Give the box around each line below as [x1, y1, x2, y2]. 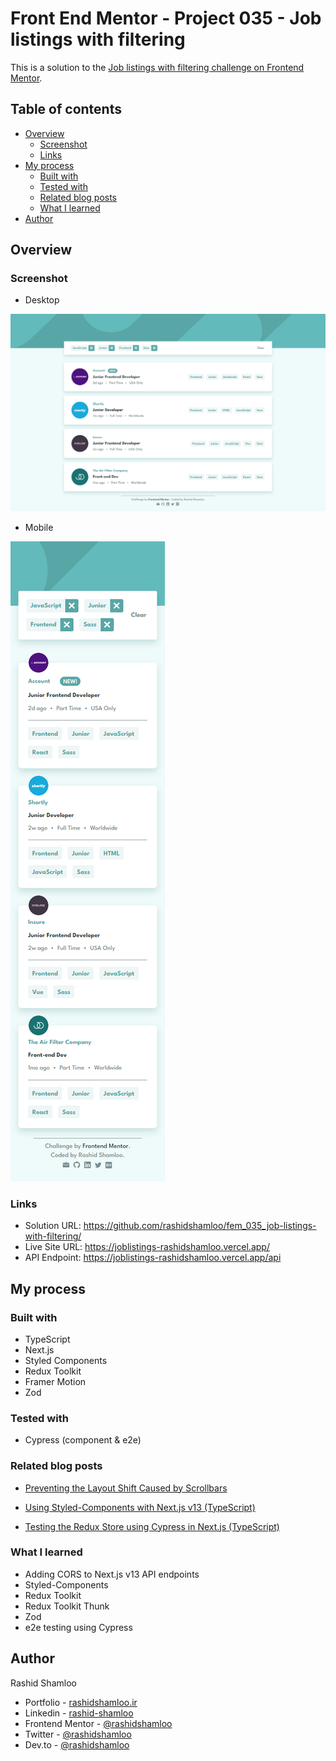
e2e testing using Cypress [24, 1621, 133, 1633]
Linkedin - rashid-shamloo [24, 1707, 134, 1719]
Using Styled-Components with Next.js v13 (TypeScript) [24, 1501, 256, 1513]
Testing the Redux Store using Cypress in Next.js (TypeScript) [24, 1520, 280, 1532]
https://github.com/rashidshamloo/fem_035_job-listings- [83, 1220, 317, 1232]
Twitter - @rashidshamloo [24, 1728, 132, 1740]
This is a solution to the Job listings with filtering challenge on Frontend [10, 61, 305, 73]
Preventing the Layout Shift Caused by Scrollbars [24, 1482, 228, 1494]
